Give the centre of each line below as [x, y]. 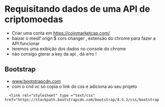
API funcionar [26, 43]
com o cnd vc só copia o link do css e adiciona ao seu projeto [74, 86]
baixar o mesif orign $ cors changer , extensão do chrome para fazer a [83, 38]
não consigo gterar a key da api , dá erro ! [54, 54]
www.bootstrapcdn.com [36, 81]
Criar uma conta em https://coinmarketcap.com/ [61, 33]
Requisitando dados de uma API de [77, 9]
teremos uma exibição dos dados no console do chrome [69, 49]
